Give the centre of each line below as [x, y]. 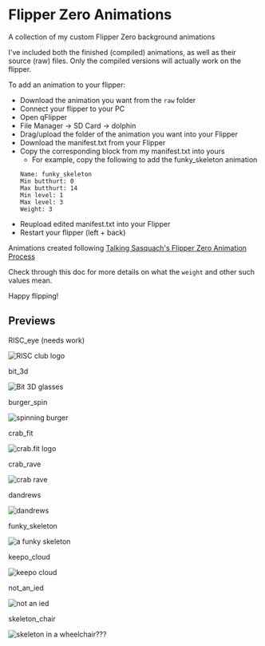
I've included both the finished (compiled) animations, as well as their [123, 52]
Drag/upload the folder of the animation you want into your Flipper [129, 134]
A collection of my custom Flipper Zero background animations [112, 37]
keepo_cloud [29, 557]
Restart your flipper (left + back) [73, 232]
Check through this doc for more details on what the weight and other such [132, 271]
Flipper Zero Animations [90, 15]
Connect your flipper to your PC [72, 109]
